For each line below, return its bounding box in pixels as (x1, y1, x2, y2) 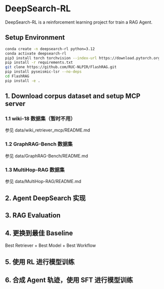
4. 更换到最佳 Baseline (5, 229, 73, 237)
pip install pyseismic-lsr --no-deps (5, 69, 82, 74)
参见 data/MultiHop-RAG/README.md (5, 179, 82, 184)
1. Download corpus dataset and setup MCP (5, 92, 141, 101)
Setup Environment (5, 33, 65, 42)
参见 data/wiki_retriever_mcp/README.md (5, 127, 90, 133)
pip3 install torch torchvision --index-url (5, 55, 97, 60)
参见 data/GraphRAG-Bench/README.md (5, 153, 88, 158)
